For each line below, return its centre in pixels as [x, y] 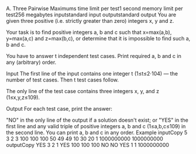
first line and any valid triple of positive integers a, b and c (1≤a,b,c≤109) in [96, 126]
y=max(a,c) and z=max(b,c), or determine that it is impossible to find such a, [98, 38]
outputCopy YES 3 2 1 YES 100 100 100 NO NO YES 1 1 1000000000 [88, 145]
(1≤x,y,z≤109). [23, 97]
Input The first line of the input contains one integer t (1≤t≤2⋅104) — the [92, 73]
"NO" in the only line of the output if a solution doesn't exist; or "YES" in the [97, 120]
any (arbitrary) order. [31, 62]
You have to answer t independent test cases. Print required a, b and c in [94, 56]
